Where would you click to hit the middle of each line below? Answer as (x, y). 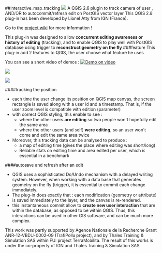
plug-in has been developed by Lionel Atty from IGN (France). (66, 18)
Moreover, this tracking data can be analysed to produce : (70, 140)
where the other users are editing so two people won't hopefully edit (88, 119)
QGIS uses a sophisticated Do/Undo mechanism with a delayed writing (82, 174)
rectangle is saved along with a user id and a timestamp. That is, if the (82, 104)
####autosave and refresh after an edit (44, 165)
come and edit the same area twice (54, 135)
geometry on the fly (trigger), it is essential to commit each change (79, 185)
